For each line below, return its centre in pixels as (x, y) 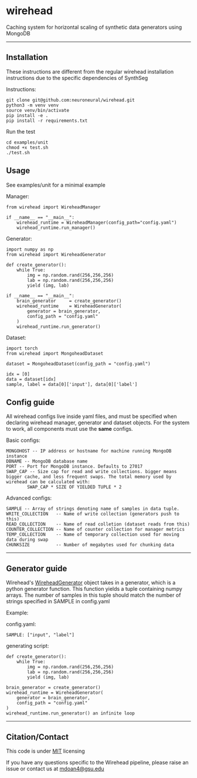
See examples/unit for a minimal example (56, 185)
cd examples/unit (27, 142)
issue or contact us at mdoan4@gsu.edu (55, 769)
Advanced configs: (29, 498)
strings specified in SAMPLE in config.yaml (58, 601)
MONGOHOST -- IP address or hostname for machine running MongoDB (89, 451)
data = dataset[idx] (31, 379)
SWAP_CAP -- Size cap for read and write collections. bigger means (91, 472)
